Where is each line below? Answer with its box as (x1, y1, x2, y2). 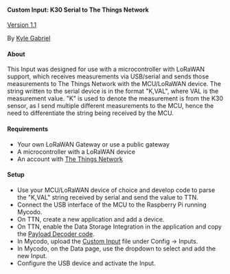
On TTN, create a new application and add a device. (16, 215, 165, 223)
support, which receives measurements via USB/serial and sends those (7, 72, 209, 81)
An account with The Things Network (16, 155, 124, 163)
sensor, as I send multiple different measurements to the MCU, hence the (7, 102, 214, 110)
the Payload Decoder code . (16, 229, 95, 238)
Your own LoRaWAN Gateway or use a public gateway (16, 140, 170, 148)
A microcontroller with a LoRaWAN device (16, 147, 136, 156)
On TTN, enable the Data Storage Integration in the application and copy (16, 222, 222, 231)
